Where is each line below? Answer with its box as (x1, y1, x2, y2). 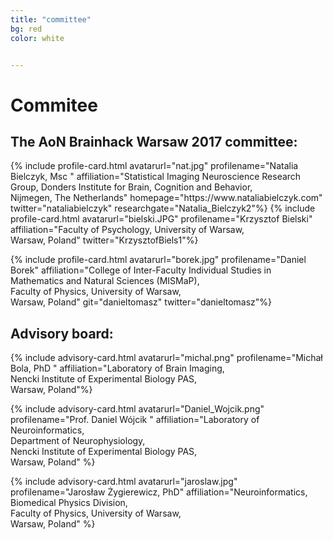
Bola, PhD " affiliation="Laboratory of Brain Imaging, (10, 362, 225, 375)
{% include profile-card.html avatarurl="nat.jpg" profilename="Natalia (10, 160, 299, 172)
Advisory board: (10, 325, 114, 342)
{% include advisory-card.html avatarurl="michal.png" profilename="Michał (10, 352, 323, 364)
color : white (10, 33, 65, 43)
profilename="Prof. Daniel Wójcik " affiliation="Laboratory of (10, 414, 260, 426)
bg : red (10, 24, 43, 34)
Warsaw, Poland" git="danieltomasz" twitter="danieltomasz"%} (10, 296, 273, 308)
